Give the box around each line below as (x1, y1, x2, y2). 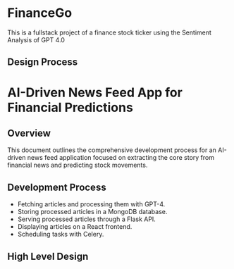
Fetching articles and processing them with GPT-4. (17, 200, 166, 208)
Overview (7, 127, 51, 139)
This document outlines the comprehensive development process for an (7, 146, 217, 154)
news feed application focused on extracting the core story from (27, 154, 215, 162)
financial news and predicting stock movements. (7, 161, 148, 170)
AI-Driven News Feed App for (7, 85, 183, 100)
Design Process (7, 56, 78, 68)
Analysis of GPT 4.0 (7, 35, 66, 44)
